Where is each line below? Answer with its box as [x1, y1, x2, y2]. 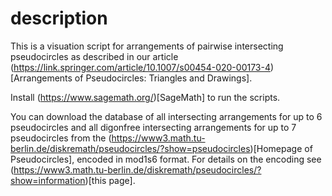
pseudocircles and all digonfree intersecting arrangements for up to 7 [10, 121, 297, 133]
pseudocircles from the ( [10, 132, 112, 144]
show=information [10, 174, 86, 186]
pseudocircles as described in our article [10, 50, 179, 62]
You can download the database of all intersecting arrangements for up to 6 [10, 110, 323, 122]
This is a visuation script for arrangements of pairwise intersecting [10, 40, 284, 52]
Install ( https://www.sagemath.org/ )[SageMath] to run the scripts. [10, 91, 281, 103]
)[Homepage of [249, 142, 313, 154]
